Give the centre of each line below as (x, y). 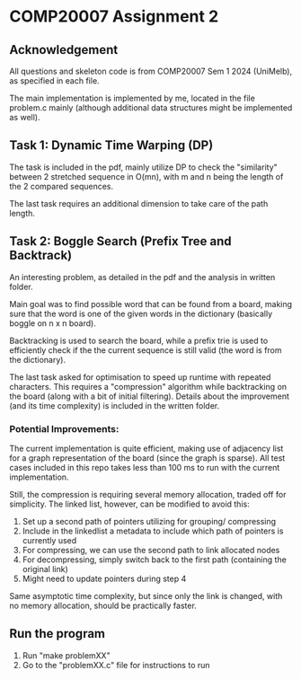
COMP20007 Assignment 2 (114, 17)
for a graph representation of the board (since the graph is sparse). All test (147, 458)
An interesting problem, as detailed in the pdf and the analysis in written (142, 277)
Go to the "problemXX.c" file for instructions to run (116, 665)
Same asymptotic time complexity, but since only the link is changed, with (146, 595)
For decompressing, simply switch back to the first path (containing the (155, 560)
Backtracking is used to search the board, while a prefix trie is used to (139, 340)
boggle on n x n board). (53, 323)
